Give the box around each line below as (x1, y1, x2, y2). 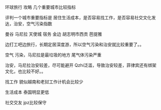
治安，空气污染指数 (13, 21, 52, 26)
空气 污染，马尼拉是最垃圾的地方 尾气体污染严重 (5, 52, 101, 58)
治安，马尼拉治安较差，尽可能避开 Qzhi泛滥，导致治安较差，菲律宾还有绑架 (5, 63, 157, 68)
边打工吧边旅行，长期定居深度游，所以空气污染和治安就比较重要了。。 (5, 42, 144, 47)
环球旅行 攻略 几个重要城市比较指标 (5, 4, 76, 10)
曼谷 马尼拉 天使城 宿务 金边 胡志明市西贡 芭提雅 (5, 31, 102, 37)
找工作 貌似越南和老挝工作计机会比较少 (5, 79, 83, 85)
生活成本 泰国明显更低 (5, 89, 49, 95)
